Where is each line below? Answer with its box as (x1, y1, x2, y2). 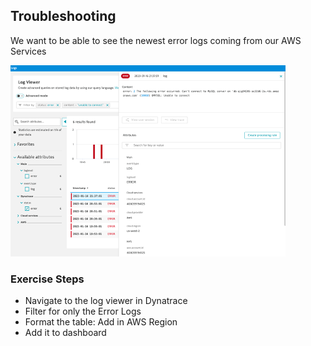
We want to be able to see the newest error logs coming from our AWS (10, 34, 302, 46)
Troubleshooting (10, 8, 117, 25)
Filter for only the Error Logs (24, 305, 142, 318)
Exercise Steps (10, 272, 85, 286)
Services (10, 45, 47, 57)
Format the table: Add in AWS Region (24, 316, 178, 328)
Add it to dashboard (24, 327, 107, 339)
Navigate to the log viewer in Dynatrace (24, 295, 188, 307)
